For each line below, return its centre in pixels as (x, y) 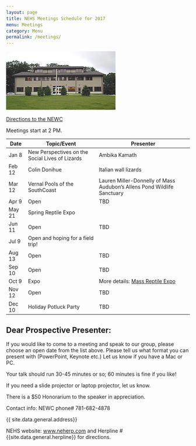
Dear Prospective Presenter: (59, 330)
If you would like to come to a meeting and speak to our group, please (90, 344)
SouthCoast (42, 190)
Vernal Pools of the (51, 184)
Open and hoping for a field (61, 238)
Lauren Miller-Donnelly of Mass (137, 181)
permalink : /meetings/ (34, 37)
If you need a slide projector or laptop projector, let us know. (78, 385)
